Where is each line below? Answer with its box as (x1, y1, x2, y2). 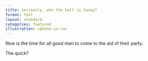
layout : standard (5, 17, 43, 22)
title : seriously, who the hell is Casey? (5, 7, 97, 13)
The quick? (5, 50, 29, 56)
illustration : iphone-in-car (5, 26, 68, 32)
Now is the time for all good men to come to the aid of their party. (5, 40, 143, 46)
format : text (5, 12, 33, 17)
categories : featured (5, 21, 52, 27)
